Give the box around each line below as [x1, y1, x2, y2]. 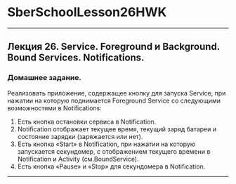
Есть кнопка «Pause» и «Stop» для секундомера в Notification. [17, 162, 206, 171]
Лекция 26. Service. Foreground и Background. [7, 41, 220, 53]
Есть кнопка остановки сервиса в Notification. [17, 117, 157, 126]
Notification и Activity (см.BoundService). [17, 155, 139, 163]
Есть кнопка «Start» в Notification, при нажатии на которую [17, 140, 196, 148]
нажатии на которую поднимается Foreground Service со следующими [7, 96, 221, 105]
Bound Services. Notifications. [7, 52, 145, 64]
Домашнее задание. [7, 73, 82, 83]
